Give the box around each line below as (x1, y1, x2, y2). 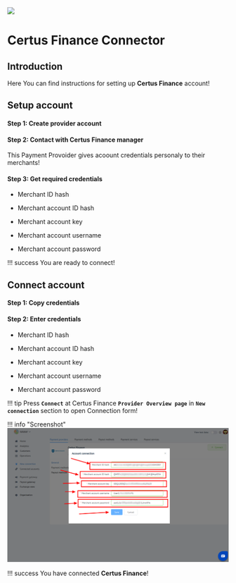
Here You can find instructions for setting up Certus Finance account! (7, 79, 210, 87)
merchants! (7, 159, 40, 167)
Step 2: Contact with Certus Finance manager (7, 135, 144, 144)
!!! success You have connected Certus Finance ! (7, 569, 149, 577)
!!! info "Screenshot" (7, 419, 67, 429)
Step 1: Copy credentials (7, 299, 80, 307)
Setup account (7, 99, 73, 111)
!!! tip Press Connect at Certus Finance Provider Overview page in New (7, 398, 206, 407)
